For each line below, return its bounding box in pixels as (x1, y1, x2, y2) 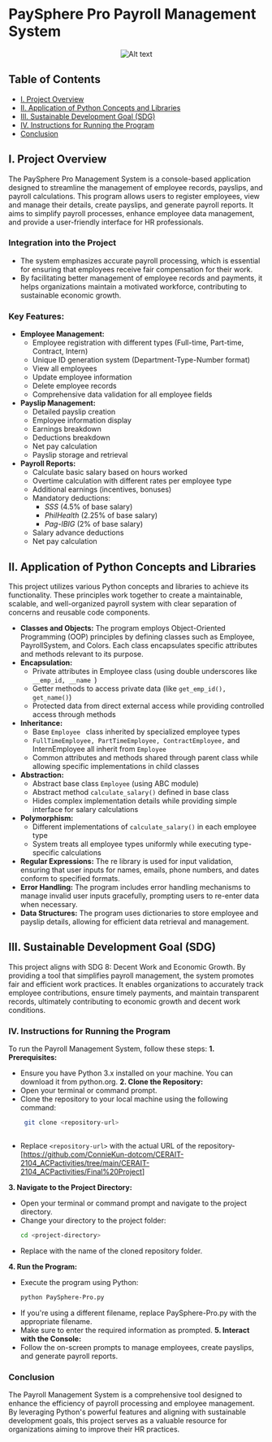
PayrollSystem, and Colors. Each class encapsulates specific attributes (19, 640, 258, 650)
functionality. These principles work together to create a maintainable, (8, 590, 244, 600)
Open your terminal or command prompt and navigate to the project (19, 1198, 248, 1208)
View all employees (32, 363, 97, 374)
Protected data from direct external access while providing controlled (32, 701, 265, 710)
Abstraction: (19, 770, 64, 780)
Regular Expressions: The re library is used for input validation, (19, 856, 234, 866)
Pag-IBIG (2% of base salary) (44, 519, 144, 529)
